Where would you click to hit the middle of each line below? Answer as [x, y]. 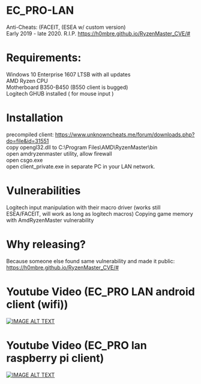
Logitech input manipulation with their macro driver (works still [83, 207]
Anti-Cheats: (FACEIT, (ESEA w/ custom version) [66, 27]
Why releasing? [46, 244]
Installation [35, 118]
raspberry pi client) [55, 358]
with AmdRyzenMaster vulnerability [50, 220]
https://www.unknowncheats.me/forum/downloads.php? [125, 134]
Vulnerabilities [43, 190]
